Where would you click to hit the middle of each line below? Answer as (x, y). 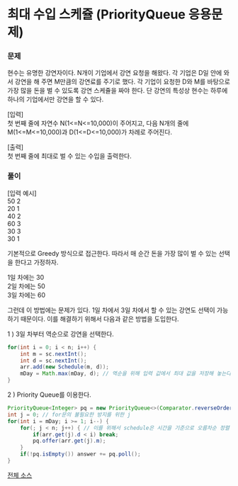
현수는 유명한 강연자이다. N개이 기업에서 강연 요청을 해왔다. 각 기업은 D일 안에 (115, 73)
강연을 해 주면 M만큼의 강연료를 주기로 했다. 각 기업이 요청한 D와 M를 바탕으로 (122, 81)
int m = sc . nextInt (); (53, 354)
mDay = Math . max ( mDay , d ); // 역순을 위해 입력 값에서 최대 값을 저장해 (117, 374)
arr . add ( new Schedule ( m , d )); (65, 367)
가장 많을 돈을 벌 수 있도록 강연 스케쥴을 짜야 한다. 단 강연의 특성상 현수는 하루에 (118, 91)
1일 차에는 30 (26, 277)
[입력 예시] (22, 193)
